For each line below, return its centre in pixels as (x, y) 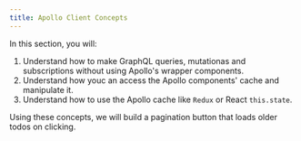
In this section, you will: (53, 43)
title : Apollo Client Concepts (69, 18)
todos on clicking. (43, 127)
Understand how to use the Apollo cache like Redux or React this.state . (157, 99)
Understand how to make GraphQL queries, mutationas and (134, 61)
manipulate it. (48, 89)
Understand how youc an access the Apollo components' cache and (151, 80)
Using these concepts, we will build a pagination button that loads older (143, 117)
